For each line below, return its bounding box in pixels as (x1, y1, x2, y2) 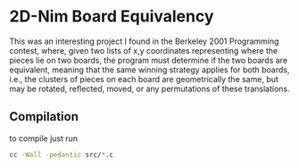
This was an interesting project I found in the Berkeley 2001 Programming (9, 36, 279, 46)
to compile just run (9, 132, 79, 144)
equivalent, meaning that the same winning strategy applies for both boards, (9, 64, 290, 75)
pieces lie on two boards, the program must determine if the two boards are (9, 55, 288, 65)
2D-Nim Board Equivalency (9, 6, 214, 27)
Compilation (9, 109, 79, 124)
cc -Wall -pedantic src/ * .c (9, 150, 114, 159)
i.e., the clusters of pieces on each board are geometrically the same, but (9, 73, 279, 84)
